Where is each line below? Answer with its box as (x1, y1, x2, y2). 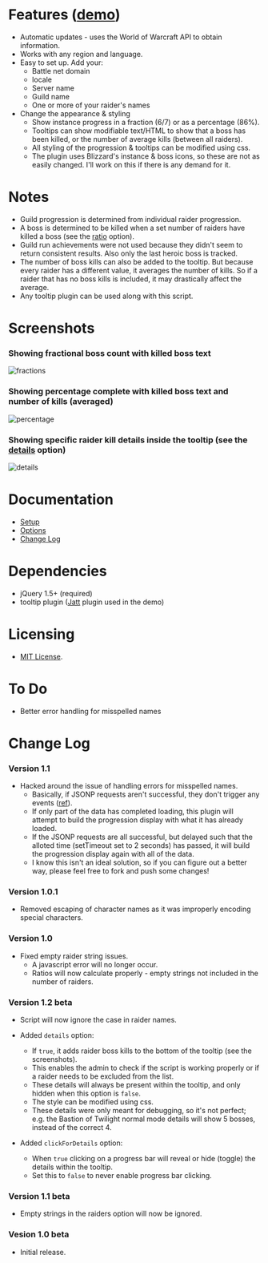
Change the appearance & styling (19, 108, 130, 118)
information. (19, 40, 60, 50)
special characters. (19, 913, 84, 922)
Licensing (8, 625, 75, 644)
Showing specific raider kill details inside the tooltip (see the (8, 434, 248, 446)
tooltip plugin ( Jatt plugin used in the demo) (19, 597, 165, 607)
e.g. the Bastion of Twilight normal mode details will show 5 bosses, (31, 1114, 256, 1124)
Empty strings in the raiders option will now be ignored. (19, 1209, 202, 1219)
